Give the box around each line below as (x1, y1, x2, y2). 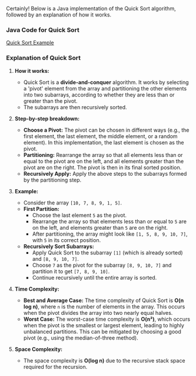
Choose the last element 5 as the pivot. (32, 211, 127, 219)
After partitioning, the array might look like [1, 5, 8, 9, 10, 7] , (32, 230, 188, 237)
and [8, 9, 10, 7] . (32, 255, 79, 262)
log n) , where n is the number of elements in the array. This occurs (23, 303, 185, 310)
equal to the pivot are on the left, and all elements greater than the (23, 157, 184, 164)
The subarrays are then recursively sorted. (23, 103, 128, 110)
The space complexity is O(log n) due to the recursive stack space (23, 357, 185, 364)
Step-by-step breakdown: (14, 115, 80, 122)
